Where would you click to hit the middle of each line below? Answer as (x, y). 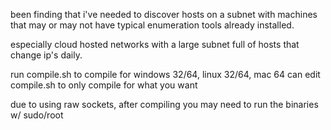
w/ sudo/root (37, 115)
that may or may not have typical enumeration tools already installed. (152, 25)
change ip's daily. (46, 55)
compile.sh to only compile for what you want (104, 85)
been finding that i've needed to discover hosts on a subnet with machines (164, 14)
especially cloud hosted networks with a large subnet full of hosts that (155, 44)
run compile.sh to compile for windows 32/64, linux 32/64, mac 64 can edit (165, 74)
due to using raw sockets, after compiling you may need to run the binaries (164, 104)
